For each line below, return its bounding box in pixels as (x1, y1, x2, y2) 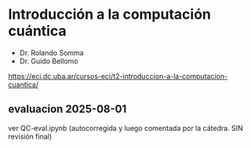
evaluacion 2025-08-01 (8, 103, 127, 116)
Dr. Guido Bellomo (19, 56, 78, 66)
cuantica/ (8, 80, 39, 89)
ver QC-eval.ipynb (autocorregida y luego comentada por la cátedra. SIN (8, 123, 243, 132)
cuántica (8, 22, 67, 40)
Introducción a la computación (8, 5, 212, 23)
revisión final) (8, 132, 53, 141)
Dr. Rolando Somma (19, 48, 84, 57)
